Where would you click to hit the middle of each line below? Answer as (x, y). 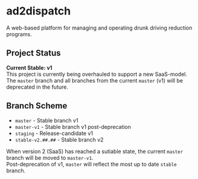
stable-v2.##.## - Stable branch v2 (59, 139)
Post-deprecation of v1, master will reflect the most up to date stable (91, 164)
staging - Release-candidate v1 (54, 133)
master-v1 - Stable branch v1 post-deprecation (73, 127)
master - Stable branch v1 (46, 120)
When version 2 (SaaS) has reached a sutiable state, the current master (95, 151)
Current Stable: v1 (29, 68)
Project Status (34, 53)
